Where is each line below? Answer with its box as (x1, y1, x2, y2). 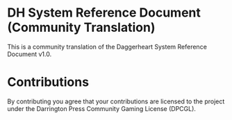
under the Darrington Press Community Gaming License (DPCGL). (7, 104, 197, 112)
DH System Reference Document (7, 5, 201, 21)
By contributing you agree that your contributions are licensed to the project (7, 97, 225, 105)
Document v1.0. (7, 50, 52, 58)
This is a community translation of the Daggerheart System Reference (7, 42, 207, 51)
